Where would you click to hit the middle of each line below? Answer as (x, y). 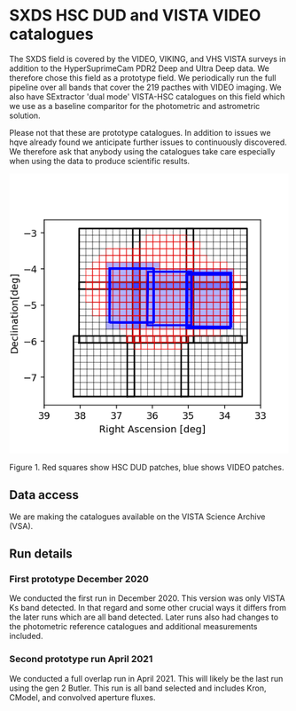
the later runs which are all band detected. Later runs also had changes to (144, 617)
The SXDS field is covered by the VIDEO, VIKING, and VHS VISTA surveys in (148, 59)
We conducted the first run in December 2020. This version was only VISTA (147, 598)
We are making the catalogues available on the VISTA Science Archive (137, 517)
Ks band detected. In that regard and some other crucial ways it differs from (148, 608)
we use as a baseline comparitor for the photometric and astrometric (135, 106)
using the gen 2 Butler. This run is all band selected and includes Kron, (138, 688)
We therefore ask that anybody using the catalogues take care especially (142, 151)
